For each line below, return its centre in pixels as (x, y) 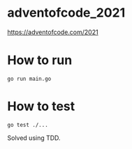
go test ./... (28, 125)
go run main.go (29, 79)
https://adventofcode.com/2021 (53, 32)
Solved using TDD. (34, 138)
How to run (40, 60)
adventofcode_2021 (66, 13)
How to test (41, 107)
